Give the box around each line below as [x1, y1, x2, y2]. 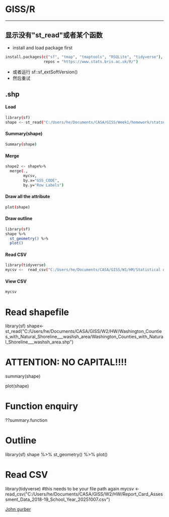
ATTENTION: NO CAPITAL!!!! [5, 357, 127, 368]
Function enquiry [5, 401, 78, 412]
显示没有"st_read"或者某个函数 [5, 31, 103, 40]
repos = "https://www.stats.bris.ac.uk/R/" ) [43, 59, 138, 64]
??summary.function [5, 417, 48, 423]
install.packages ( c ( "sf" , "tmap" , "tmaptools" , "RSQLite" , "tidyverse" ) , [5, 54, 163, 59]
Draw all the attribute [5, 194, 50, 200]
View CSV [5, 278, 27, 284]
